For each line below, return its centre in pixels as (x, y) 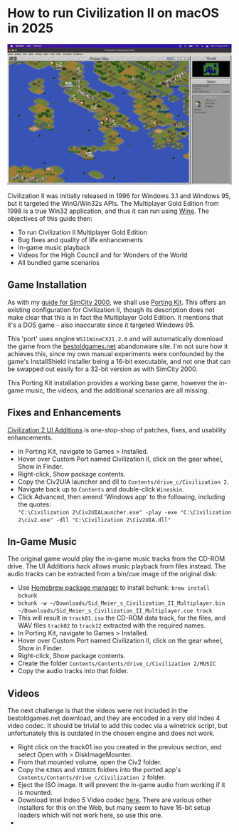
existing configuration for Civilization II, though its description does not (111, 310)
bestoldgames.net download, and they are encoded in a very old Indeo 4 (114, 718)
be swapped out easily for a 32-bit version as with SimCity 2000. (102, 369)
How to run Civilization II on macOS (113, 13)
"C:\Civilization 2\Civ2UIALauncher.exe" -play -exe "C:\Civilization (124, 512)
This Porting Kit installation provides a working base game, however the (113, 383)
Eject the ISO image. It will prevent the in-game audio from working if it (121, 785)
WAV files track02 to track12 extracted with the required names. (112, 625)
